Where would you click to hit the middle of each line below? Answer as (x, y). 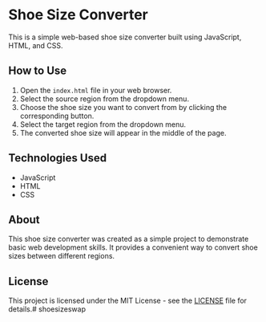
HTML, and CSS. (36, 45)
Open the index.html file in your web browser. (96, 90)
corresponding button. (57, 116)
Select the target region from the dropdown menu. (103, 124)
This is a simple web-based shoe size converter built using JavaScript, (125, 37)
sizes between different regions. (61, 256)
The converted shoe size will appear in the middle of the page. (123, 132)
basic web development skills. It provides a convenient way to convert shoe (133, 247)
